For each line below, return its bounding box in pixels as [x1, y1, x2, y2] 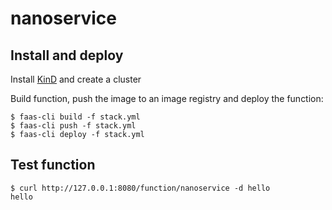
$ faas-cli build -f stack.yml [10, 112, 141, 122]
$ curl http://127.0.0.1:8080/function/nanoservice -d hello [10, 183, 271, 193]
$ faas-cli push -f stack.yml [10, 121, 137, 131]
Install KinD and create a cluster [10, 73, 142, 85]
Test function [10, 157, 96, 174]
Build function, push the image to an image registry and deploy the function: [10, 93, 324, 104]
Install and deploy [10, 47, 124, 64]
